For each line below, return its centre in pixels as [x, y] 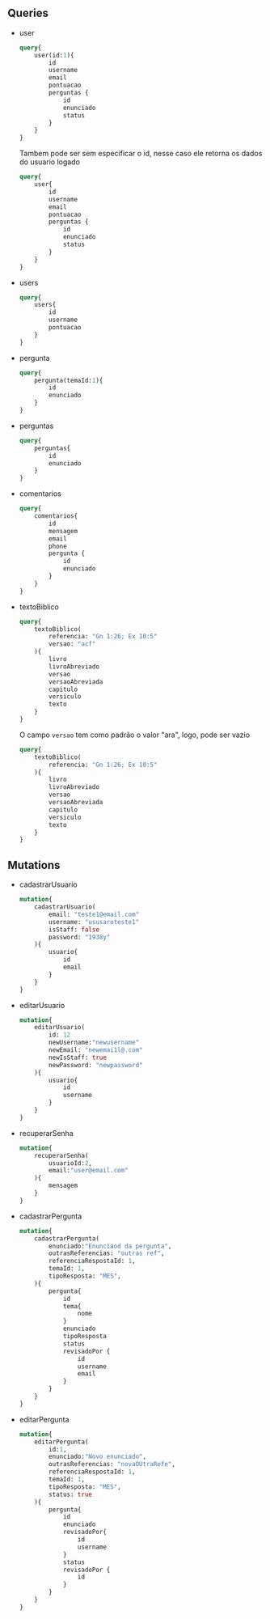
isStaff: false [74, 930]
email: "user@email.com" [89, 1171]
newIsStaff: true [78, 1057]
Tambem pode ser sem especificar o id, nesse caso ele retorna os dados [141, 154]
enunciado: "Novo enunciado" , [98, 1457]
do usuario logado [49, 162]
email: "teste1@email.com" [94, 914]
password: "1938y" [80, 937]
